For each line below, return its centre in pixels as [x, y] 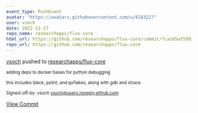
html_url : [18, 39]
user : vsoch [21, 22]
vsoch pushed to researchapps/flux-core [56, 61]
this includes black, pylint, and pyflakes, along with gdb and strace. [74, 83]
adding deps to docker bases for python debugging [58, 72]
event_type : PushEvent [34, 12]
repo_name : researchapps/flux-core [50, 34]
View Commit [22, 104]
